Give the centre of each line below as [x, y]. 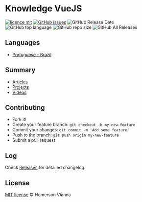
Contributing [25, 108]
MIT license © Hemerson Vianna [38, 195]
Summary [20, 70]
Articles [20, 82]
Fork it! [19, 119]
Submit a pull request [34, 140]
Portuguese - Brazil [32, 54]
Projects [21, 87]
